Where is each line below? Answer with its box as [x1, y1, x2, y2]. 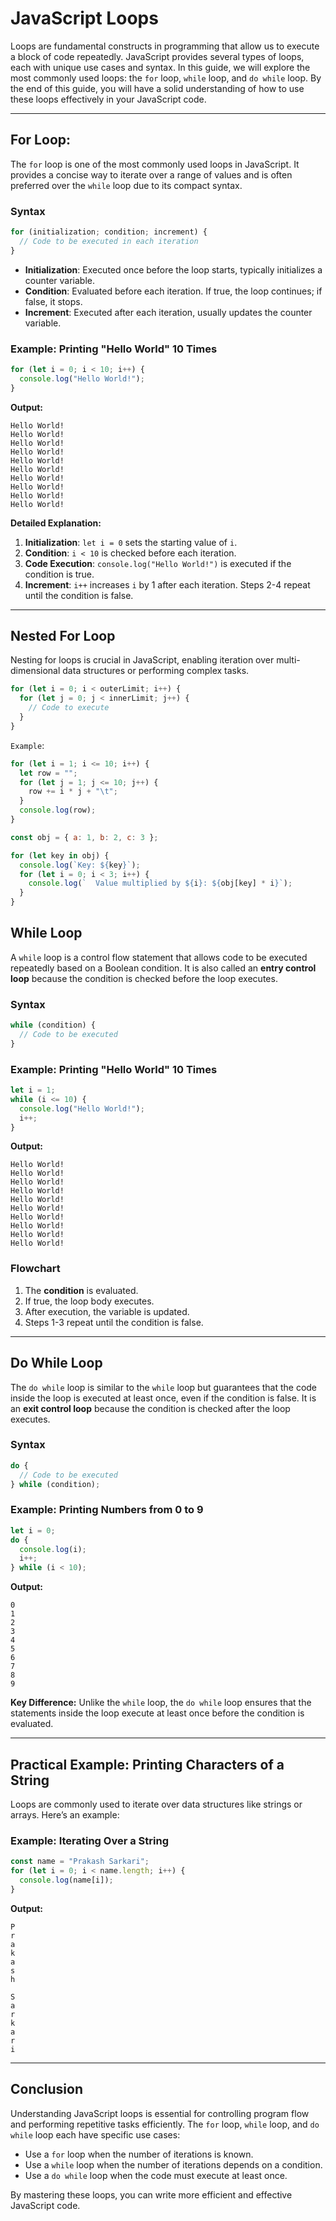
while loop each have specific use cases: [10, 2128, 181, 2141]
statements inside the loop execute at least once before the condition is [10, 1707, 305, 1719]
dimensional [10, 665, 61, 677]
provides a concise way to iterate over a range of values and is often [10, 168, 293, 181]
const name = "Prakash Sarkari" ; [10, 1857, 150, 1867]
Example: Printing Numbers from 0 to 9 [10, 1503, 204, 1517]
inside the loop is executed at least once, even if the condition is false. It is [10, 1392, 317, 1404]
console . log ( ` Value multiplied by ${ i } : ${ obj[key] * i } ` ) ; [28, 878, 293, 889]
